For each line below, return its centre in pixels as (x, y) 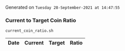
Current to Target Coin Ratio (41, 20)
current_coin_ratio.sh (29, 31)
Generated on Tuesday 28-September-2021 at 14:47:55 (62, 7)
